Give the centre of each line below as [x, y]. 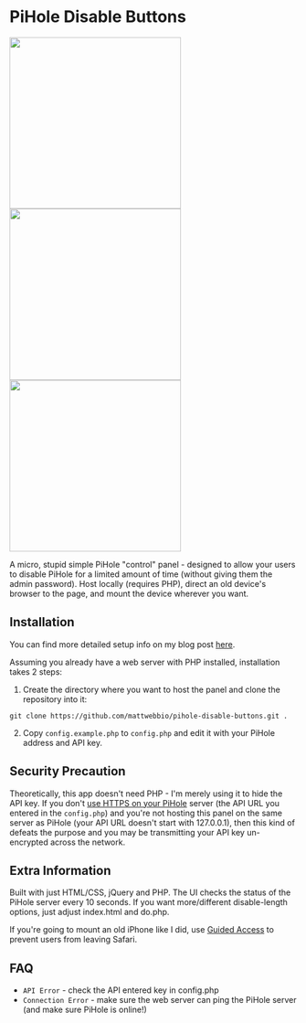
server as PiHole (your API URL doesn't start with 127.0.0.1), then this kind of [152, 822]
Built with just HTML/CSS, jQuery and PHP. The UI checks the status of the [150, 892]
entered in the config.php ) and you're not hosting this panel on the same [146, 813]
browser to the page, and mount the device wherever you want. [129, 593]
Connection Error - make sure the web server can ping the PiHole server [159, 1000]
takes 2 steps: [36, 671]
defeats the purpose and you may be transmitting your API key [127, 832]
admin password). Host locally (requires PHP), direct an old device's [138, 583]
